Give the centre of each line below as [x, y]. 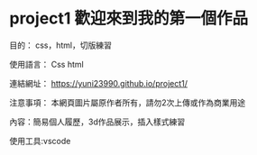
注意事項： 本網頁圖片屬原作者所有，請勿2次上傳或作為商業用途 [128, 102]
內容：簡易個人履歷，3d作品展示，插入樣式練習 [97, 122]
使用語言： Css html [46, 64]
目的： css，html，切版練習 [61, 45]
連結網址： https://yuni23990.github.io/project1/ [98, 83]
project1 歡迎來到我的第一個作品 [129, 18]
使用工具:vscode [40, 141]
